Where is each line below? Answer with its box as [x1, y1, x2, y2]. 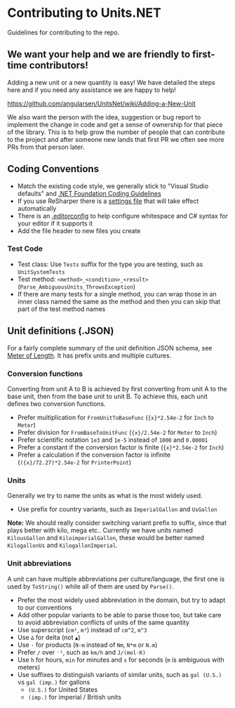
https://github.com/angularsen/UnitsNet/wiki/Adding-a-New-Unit [7, 99, 196, 107]
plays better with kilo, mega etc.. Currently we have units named [7, 526, 193, 535]
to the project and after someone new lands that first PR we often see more [7, 135, 224, 143]
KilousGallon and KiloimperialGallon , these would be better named [7, 534, 205, 542]
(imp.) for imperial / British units [27, 693, 121, 701]
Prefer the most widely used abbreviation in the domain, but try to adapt [17, 596, 226, 604]
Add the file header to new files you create [17, 226, 141, 235]
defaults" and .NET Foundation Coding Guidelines [17, 189, 161, 197]
